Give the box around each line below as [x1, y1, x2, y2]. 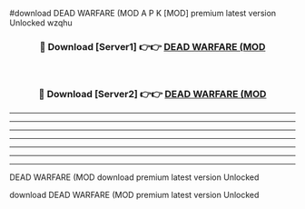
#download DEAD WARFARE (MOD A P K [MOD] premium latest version [9, 8, 277, 18]
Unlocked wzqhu [9, 17, 73, 28]
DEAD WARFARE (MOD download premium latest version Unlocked [9, 172, 260, 183]
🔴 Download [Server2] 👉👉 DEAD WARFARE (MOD [38, 88, 267, 101]
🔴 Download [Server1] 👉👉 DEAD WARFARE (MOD [39, 40, 266, 53]
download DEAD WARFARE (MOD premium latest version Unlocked [9, 189, 260, 200]
